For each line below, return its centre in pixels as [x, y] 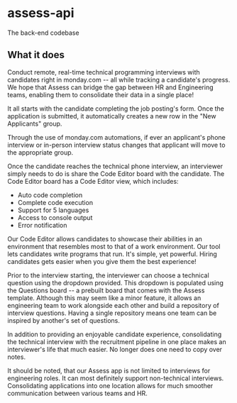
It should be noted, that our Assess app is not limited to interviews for [109, 370]
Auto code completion [50, 195]
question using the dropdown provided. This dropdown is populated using [115, 282]
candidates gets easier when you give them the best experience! [102, 261]
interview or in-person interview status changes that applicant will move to [116, 145]
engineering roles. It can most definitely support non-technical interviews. [116, 378]
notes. [17, 357]
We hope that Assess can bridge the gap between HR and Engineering [110, 87]
